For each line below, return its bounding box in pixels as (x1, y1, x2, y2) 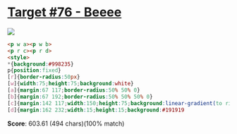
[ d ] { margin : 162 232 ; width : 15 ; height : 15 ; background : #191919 (7, 106, 185, 114)
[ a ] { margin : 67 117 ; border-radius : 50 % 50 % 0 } (7, 87, 140, 94)
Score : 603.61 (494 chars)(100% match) (7, 119, 125, 128)
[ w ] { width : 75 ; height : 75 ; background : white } (7, 80, 134, 87)
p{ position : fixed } (7, 67, 61, 74)
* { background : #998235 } (7, 61, 74, 68)
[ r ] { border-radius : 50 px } (7, 73, 80, 81)
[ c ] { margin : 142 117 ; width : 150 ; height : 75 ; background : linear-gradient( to (7, 99, 223, 106)
